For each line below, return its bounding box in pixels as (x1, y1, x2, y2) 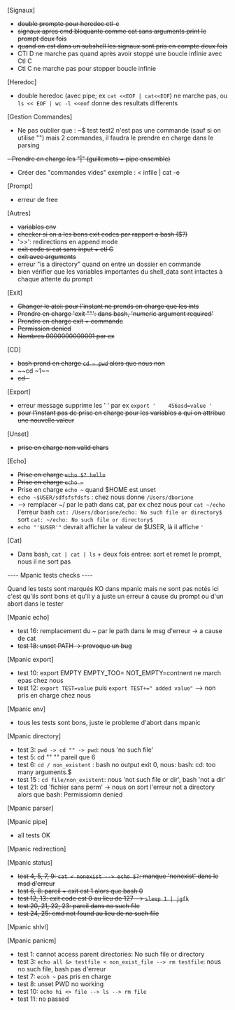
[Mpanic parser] (7, 804, 54, 812)
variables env (17, 222, 57, 231)
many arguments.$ (17, 768, 72, 776)
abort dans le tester (7, 599, 64, 608)
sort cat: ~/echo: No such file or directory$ (17, 515, 153, 524)
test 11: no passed (17, 995, 69, 1003)
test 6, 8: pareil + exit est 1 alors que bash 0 (17, 887, 143, 895)
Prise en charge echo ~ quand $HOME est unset (17, 486, 156, 493)
